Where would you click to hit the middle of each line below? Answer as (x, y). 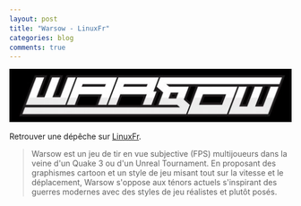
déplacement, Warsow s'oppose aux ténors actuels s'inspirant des (154, 182)
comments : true (38, 47)
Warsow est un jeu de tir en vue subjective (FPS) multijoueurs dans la (159, 153)
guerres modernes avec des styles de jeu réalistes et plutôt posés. (154, 192)
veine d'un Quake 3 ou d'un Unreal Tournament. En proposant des (153, 163)
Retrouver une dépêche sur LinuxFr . (75, 136)
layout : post (34, 19)
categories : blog (42, 38)
